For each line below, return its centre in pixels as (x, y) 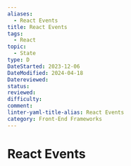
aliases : (20, 14)
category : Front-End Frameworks (55, 119)
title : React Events (38, 27)
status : (19, 86)
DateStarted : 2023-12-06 (44, 66)
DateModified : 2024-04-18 (45, 73)
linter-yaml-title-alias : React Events (66, 112)
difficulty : (25, 100)
